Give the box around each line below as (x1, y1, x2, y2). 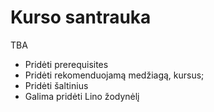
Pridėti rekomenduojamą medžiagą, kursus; (24, 69, 205, 81)
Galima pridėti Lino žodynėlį (24, 90, 140, 102)
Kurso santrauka (10, 6, 152, 29)
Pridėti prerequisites (24, 58, 109, 70)
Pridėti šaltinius (24, 79, 89, 91)
